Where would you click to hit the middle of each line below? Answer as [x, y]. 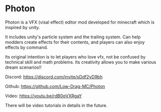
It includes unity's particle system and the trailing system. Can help [73, 37]
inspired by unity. [23, 27]
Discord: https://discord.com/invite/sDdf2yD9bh [54, 77]
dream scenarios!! [23, 67]
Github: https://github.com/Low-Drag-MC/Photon [55, 86]
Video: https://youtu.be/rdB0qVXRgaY [43, 96]
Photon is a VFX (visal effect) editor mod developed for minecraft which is [80, 22]
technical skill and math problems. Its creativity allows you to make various [80, 62]
